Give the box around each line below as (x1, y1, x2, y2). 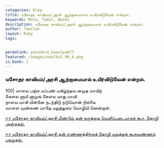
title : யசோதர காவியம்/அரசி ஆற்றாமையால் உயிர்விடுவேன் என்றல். (5, 12, 131, 17)
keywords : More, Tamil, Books (5, 17, 70, 22)
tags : (5, 36, 17, 41)
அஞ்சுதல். (5, 120, 26, 127)
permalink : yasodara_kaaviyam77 (5, 50, 74, 55)
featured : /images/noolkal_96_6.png (5, 54, 83, 59)
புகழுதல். (5, 136, 23, 143)
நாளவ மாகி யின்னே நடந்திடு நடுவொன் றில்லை (5, 99, 96, 105)
